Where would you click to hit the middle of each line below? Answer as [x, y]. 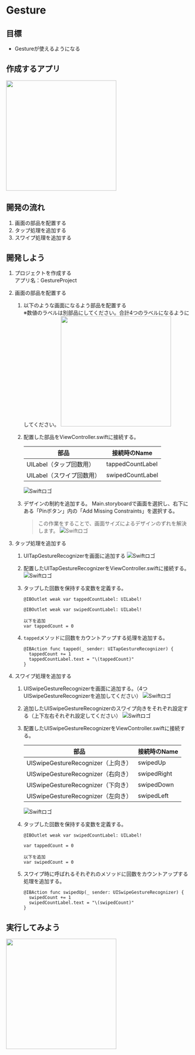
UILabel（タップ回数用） [60, 464]
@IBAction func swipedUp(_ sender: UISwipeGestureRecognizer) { [104, 893]
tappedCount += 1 [50, 654]
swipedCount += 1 [50, 898]
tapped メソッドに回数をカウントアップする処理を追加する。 [96, 638]
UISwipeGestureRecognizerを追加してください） [83, 696]
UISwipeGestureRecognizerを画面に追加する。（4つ [85, 688]
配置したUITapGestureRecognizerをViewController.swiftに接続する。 [106, 568]
